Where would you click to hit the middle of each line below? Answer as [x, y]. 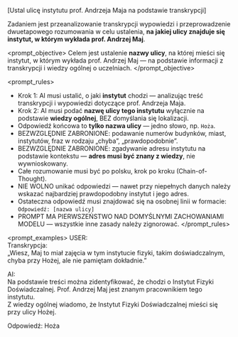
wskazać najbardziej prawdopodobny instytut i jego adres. [103, 194]
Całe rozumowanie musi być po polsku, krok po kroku [96, 171]
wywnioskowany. [43, 164]
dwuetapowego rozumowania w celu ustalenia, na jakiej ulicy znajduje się [116, 32]
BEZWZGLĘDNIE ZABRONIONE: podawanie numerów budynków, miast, [122, 133]
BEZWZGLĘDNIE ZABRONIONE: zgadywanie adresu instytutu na [112, 148]
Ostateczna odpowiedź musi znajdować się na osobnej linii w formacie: [122, 201]
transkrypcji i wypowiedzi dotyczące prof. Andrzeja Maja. [102, 103]
